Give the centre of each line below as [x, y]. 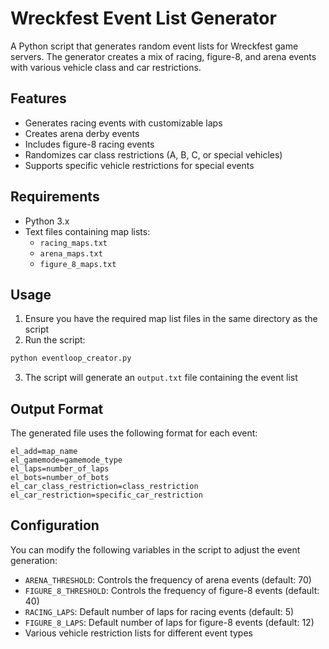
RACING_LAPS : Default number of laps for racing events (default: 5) [159, 611]
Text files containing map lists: [87, 231]
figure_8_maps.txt [78, 264]
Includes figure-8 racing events [89, 144]
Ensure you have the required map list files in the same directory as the [171, 319]
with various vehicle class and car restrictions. [106, 67]
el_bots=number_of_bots [60, 478]
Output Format [57, 408]
